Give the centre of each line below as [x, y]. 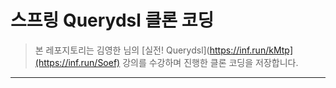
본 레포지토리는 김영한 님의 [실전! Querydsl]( [122, 50]
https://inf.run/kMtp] [251, 50]
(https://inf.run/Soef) [77, 62]
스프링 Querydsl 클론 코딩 [112, 20]
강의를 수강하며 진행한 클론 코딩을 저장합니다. [210, 62]
